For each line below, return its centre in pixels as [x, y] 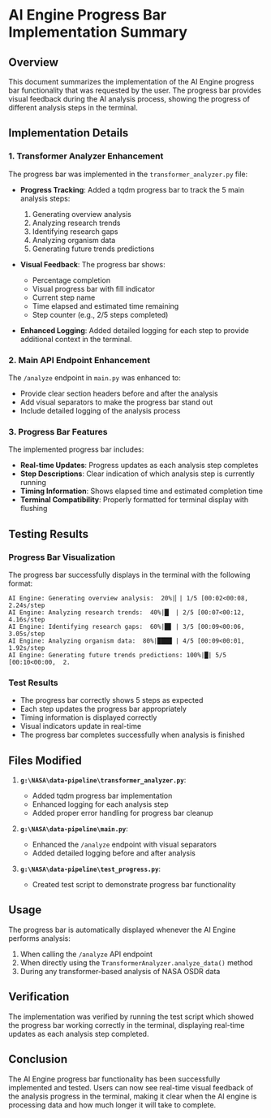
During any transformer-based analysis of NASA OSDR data [120, 971]
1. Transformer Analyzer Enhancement [86, 156]
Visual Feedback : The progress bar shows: [92, 264]
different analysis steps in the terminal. [73, 108]
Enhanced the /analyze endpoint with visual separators [125, 845]
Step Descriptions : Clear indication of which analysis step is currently [138, 474]
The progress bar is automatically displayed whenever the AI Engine [122, 929]
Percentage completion [71, 280]
